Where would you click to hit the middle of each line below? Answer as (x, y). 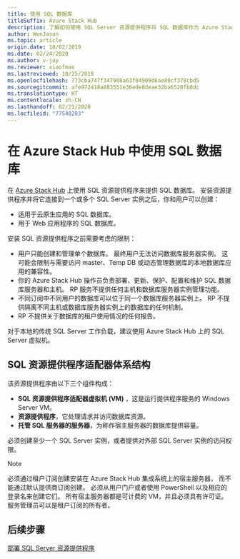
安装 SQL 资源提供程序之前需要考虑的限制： (72, 238)
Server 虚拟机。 (31, 340)
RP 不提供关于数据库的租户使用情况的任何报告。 (88, 316)
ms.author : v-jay (33, 61)
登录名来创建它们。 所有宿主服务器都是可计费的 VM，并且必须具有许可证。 (117, 496)
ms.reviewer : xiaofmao (41, 67)
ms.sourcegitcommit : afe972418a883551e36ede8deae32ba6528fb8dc (104, 87)
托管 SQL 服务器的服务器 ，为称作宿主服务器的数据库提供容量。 (110, 425)
